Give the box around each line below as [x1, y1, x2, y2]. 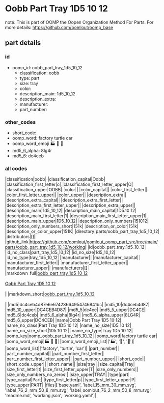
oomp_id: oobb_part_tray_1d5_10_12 [12, 64, 82, 70]
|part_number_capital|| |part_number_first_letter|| [5, 351, 105, 357]
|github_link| [5, 239, 30, 245]
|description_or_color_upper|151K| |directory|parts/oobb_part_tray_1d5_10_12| [5, 229, 160, 234]
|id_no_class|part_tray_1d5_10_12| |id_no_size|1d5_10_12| [5, 249, 116, 256]
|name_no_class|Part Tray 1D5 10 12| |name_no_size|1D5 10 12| [5, 322, 132, 328]
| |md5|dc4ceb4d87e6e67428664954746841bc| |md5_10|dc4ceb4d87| [5, 302, 150, 308]
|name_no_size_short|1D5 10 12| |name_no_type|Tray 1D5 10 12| [5, 328, 133, 334]
